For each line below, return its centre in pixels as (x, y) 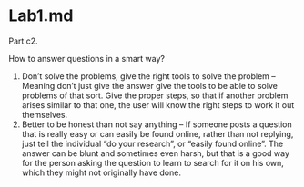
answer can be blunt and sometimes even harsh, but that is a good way (156, 153)
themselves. (45, 114)
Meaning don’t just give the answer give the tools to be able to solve (150, 85)
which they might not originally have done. (101, 172)
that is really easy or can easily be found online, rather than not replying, (157, 133)
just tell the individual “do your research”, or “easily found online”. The (152, 143)
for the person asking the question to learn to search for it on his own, (152, 162)
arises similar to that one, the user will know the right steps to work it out (158, 104)
